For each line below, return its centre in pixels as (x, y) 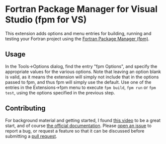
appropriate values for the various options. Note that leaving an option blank (83, 72)
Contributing (25, 108)
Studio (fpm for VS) (46, 20)
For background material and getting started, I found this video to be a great (83, 120)
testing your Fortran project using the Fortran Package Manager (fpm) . (78, 39)
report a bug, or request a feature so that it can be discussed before (75, 131)
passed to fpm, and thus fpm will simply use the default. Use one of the (78, 82)
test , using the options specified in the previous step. (60, 92)
